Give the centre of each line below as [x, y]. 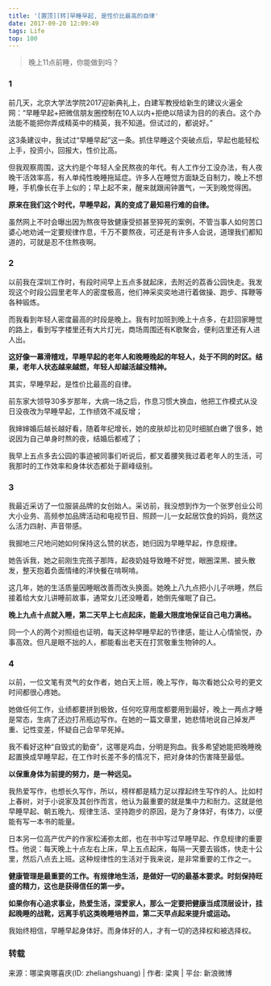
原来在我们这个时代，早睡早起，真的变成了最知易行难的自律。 [111, 204]
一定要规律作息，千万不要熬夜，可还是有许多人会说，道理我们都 [149, 232]
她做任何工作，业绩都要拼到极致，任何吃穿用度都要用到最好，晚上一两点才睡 [135, 710]
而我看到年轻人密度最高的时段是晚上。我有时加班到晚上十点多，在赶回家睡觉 [135, 319]
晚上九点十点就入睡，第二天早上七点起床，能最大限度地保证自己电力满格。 [132, 615]
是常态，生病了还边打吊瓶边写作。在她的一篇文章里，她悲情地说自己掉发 [128, 719]
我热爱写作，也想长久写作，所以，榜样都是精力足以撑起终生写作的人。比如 [132, 791]
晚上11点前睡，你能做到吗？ [73, 62]
